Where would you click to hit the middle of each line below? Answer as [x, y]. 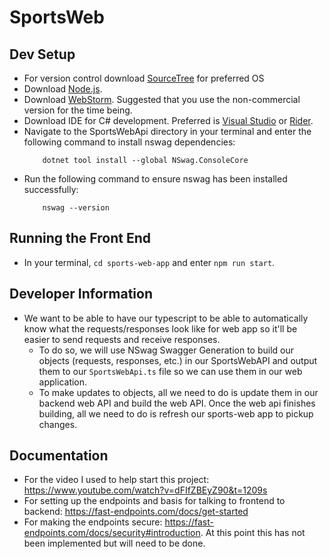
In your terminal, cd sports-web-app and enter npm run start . [149, 262]
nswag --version [76, 208]
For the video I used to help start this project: [116, 480]
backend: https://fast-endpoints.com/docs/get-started [136, 512]
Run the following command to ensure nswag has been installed [155, 179]
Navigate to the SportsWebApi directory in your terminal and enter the [167, 131]
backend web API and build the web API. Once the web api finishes [177, 403]
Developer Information [81, 294]
